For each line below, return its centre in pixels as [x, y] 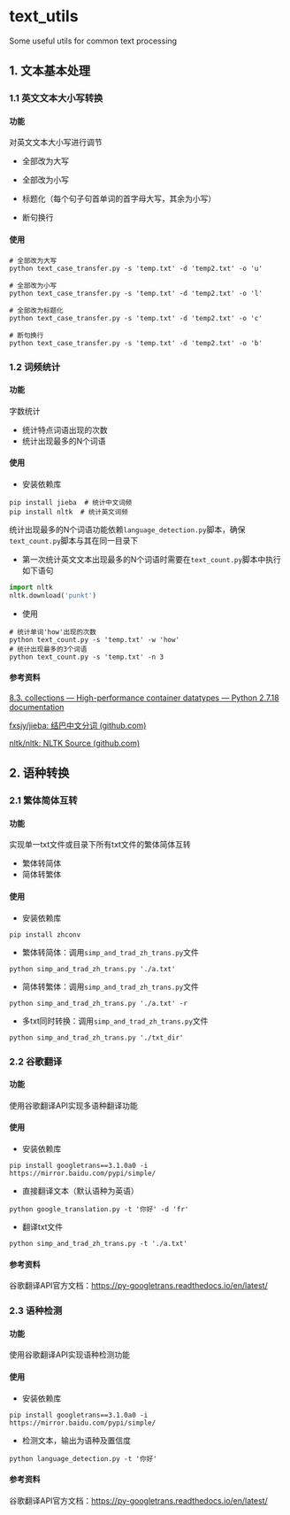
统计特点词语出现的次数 [65, 429]
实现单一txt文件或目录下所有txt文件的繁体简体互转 [100, 845]
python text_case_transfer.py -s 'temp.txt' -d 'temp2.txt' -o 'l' [136, 293]
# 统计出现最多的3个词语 [48, 649]
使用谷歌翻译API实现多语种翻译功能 [74, 1105]
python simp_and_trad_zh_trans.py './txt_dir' [96, 1038]
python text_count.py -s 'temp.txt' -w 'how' [94, 639]
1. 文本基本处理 [50, 71]
